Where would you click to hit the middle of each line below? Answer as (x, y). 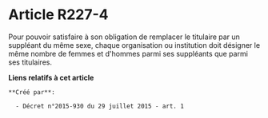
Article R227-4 (59, 15)
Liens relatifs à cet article (51, 77)
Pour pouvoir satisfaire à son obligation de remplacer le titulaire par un (124, 37)
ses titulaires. (30, 62)
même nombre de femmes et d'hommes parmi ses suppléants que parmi (128, 53)
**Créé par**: (32, 92)
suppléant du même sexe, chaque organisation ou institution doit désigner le (134, 45)
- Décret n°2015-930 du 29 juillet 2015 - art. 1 (100, 106)
